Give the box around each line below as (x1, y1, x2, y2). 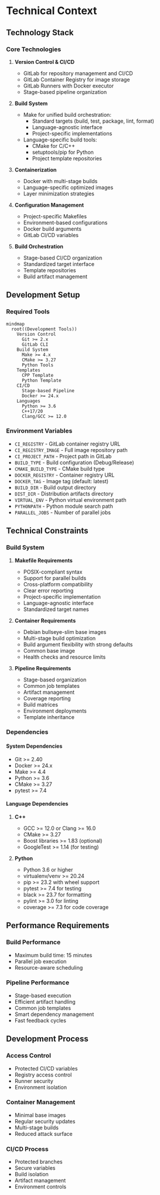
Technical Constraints (6, 526, 88, 536)
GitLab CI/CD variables (23, 231, 79, 238)
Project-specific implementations (32, 130, 113, 137)
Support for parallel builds (23, 574, 87, 582)
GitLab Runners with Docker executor (23, 82, 114, 89)
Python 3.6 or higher (23, 866, 73, 873)
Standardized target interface (23, 260, 95, 268)
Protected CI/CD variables (14, 1065, 78, 1072)
